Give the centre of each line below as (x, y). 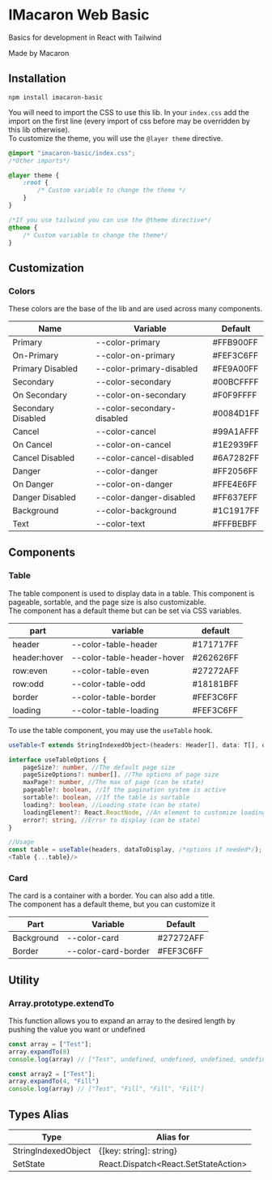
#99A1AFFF (236, 431)
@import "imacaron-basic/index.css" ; (72, 153)
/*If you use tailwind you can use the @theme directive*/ (110, 220)
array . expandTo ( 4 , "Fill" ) (54, 1081)
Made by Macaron (39, 53)
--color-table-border (114, 697)
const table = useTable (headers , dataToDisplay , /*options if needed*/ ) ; (136, 850)
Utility (24, 980)
